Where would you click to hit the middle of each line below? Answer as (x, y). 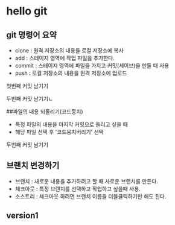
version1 (22, 216)
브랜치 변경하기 (33, 166)
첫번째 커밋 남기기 (27, 86)
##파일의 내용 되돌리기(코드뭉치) (45, 112)
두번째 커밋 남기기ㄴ (30, 99)
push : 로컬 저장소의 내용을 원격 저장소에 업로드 (71, 73)
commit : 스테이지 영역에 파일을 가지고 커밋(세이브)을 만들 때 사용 (92, 65)
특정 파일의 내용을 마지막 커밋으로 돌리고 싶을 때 (71, 124)
